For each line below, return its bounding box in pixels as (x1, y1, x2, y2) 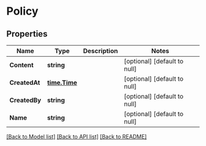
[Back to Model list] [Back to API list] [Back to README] (6, 133, 147, 140)
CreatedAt (9, 78, 40, 87)
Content (9, 61, 34, 69)
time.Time (47, 78, 78, 87)
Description (83, 47, 118, 55)
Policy (6, 4, 39, 18)
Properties (6, 29, 48, 39)
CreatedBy (9, 96, 42, 104)
